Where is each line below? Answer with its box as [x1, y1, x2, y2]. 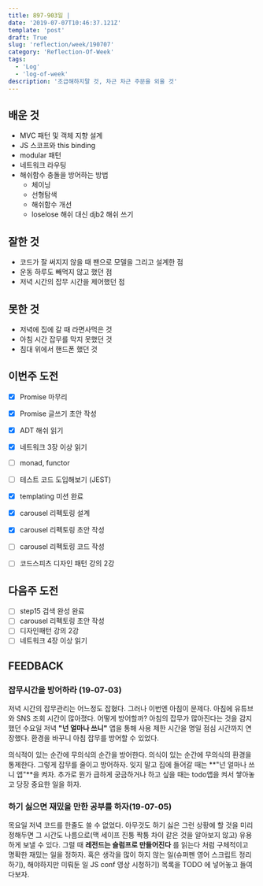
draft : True [8, 33, 47, 42]
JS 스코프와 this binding [19, 141, 96, 150]
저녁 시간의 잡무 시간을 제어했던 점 [19, 277, 125, 287]
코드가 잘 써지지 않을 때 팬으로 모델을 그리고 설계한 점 [19, 258, 183, 267]
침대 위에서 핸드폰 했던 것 [19, 344, 98, 354]
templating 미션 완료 [19, 491, 84, 501]
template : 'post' [8, 26, 65, 34]
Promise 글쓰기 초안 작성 [19, 409, 97, 418]
